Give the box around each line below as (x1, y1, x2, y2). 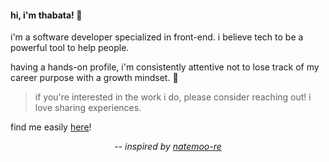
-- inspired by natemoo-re (114, 141, 222, 153)
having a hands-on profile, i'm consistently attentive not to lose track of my (10, 61, 320, 73)
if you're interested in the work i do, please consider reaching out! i (34, 91, 312, 103)
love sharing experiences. (34, 102, 142, 114)
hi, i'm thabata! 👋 (10, 9, 83, 21)
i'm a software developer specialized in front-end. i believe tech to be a (10, 31, 304, 43)
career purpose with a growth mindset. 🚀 (10, 72, 179, 84)
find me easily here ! (10, 121, 92, 133)
